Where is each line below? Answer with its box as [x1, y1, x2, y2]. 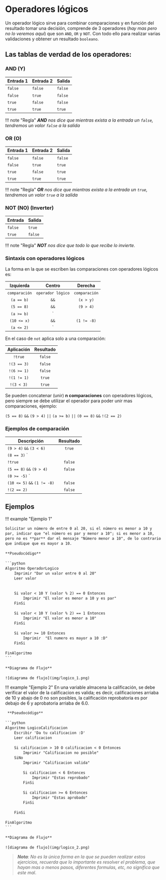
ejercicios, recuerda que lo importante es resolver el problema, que [17, 859, 156, 865]
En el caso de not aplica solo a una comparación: [5, 335, 106, 341]
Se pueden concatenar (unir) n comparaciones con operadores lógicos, [5, 392, 153, 398]
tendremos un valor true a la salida [5, 192, 78, 198]
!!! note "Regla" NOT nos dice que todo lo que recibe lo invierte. [5, 242, 136, 248]
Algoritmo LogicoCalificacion [5, 725, 68, 731]
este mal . [17, 870, 36, 876]
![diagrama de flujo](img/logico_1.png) [5, 675, 90, 681]
